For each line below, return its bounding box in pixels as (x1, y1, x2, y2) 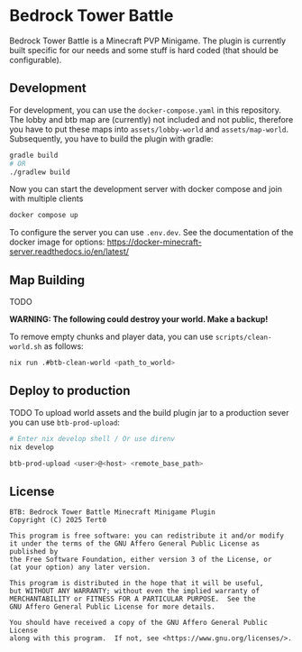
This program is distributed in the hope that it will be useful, (9, 579, 264, 588)
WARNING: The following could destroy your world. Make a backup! (9, 314, 269, 325)
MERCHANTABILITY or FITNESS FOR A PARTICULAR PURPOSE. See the (9, 594, 256, 604)
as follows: (43, 341, 84, 352)
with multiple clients (9, 193, 84, 204)
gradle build (9, 151, 59, 160)
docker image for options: (9, 236, 105, 248)
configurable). (9, 54, 62, 65)
